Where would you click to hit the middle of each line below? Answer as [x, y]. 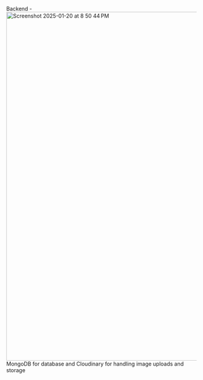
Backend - [19, 9]
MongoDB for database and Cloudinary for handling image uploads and [95, 364]
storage [16, 370]
